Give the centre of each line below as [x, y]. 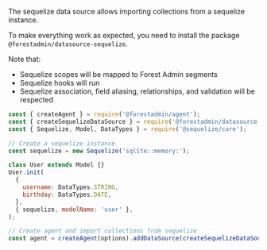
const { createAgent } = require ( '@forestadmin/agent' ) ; [104, 114]
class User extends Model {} [56, 165]
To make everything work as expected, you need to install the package [124, 35]
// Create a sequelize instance [62, 143]
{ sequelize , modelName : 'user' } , [74, 210]
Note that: [25, 59]
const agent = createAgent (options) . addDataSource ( [95, 238]
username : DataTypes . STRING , [71, 187]
